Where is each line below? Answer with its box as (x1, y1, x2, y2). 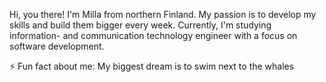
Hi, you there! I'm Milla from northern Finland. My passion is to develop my (9, 9, 317, 20)
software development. (9, 40, 105, 52)
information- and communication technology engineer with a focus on (9, 30, 298, 41)
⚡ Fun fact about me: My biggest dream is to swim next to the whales (9, 60, 295, 72)
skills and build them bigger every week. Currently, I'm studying (9, 19, 272, 31)
